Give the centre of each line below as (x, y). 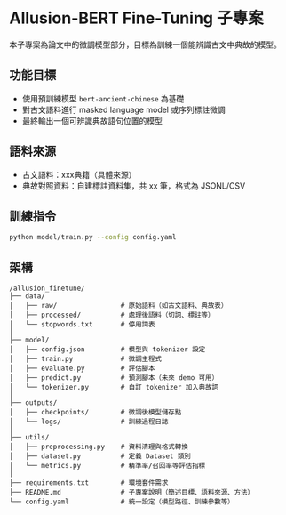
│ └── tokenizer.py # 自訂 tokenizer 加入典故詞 (114, 388)
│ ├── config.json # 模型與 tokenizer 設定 (107, 350)
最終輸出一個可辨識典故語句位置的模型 (92, 120)
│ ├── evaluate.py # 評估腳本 (82, 369)
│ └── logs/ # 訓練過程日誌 (89, 422)
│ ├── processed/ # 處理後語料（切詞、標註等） (112, 315)
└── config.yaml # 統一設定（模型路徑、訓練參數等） (122, 502)
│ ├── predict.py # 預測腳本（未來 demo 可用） (114, 378)
